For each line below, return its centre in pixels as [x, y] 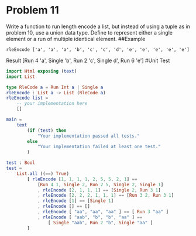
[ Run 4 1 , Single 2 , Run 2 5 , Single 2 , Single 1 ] [100, 184]
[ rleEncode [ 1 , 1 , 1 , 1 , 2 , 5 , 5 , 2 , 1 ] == [82, 179]
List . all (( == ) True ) [43, 173]
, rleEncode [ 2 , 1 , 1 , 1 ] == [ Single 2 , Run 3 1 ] [99, 190]
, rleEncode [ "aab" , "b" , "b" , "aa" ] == [90, 217]
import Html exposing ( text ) [42, 71]
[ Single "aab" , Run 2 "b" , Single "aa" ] [100, 223]
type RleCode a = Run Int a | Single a [55, 87]
